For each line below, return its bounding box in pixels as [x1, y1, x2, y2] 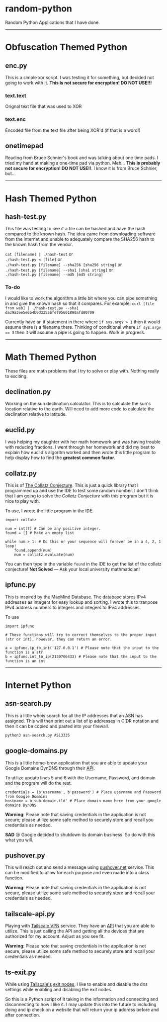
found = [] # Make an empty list [5, 531, 75, 536]
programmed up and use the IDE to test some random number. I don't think [5, 488, 159, 494]
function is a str [5, 650, 43, 654]
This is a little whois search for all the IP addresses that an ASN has [5, 712, 143, 719]
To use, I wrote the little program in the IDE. [5, 508, 94, 514]
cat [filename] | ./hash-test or [5, 251, 74, 257]
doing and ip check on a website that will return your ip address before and [5, 1007, 159, 1013]
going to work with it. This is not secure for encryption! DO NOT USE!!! [5, 80, 152, 86]
